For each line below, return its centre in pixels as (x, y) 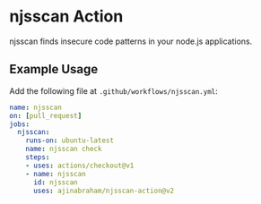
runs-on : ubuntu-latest (70, 140)
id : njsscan (55, 182)
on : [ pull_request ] (46, 115)
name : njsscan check (64, 149)
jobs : (19, 124)
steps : (38, 157)
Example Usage (54, 69)
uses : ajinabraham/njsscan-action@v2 (104, 191)
